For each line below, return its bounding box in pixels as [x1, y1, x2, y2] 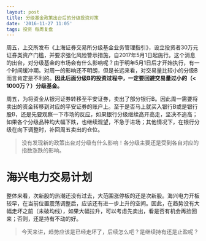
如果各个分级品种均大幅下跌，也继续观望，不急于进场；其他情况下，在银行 [6, 118, 194, 126]
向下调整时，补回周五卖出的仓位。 [17, 126, 103, 133]
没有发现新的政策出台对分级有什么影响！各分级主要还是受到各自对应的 [21, 139, 199, 146]
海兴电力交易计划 [6, 170, 93, 184]
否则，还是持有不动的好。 [17, 215, 82, 223]
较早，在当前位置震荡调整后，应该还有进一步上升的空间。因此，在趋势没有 [6, 200, 194, 207]
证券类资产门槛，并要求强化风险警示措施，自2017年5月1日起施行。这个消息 [6, 52, 196, 59]
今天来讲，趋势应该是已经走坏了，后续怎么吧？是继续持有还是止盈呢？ [21, 228, 199, 235]
